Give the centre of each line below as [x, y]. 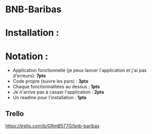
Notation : [27, 56]
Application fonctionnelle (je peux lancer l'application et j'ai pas [80, 71]
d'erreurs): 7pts [29, 76]
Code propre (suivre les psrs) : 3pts [50, 81]
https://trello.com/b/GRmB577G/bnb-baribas [52, 126]
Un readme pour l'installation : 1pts [50, 98]
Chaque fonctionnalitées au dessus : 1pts [56, 87]
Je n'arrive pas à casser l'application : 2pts [58, 92]
